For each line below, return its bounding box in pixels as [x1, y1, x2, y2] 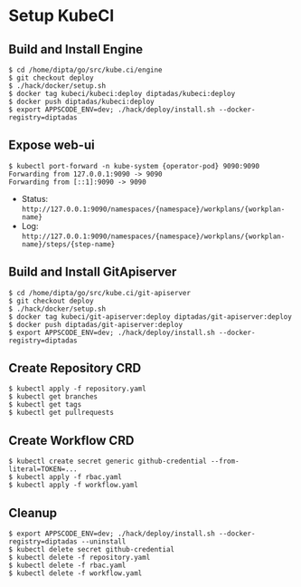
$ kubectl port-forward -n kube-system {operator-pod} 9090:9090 [8, 161, 259, 170]
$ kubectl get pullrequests [8, 409, 115, 418]
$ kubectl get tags [8, 400, 82, 409]
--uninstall [80, 537, 127, 546]
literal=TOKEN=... [8, 465, 78, 474]
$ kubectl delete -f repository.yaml [8, 553, 151, 563]
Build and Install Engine [8, 42, 144, 57]
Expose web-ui [8, 138, 96, 153]
